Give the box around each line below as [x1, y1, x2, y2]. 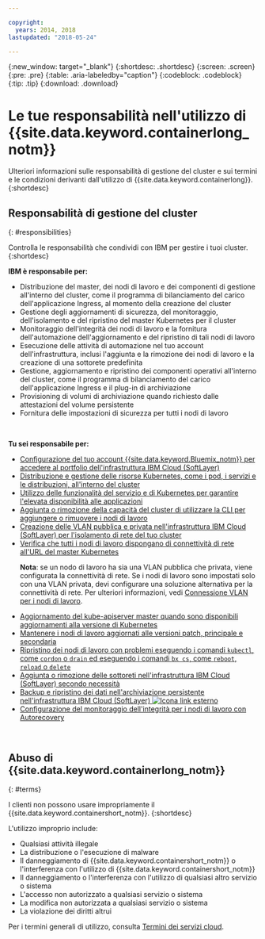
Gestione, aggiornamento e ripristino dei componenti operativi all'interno [19, 366, 257, 376]
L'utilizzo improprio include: [8, 823, 98, 833]
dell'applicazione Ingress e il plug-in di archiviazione [19, 383, 191, 393]
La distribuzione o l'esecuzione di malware [19, 847, 160, 857]
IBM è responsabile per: [8, 266, 89, 276]
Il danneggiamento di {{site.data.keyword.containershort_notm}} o [19, 856, 236, 865]
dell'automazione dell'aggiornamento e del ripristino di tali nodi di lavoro [19, 332, 256, 342]
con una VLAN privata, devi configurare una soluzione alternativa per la [19, 580, 253, 589]
